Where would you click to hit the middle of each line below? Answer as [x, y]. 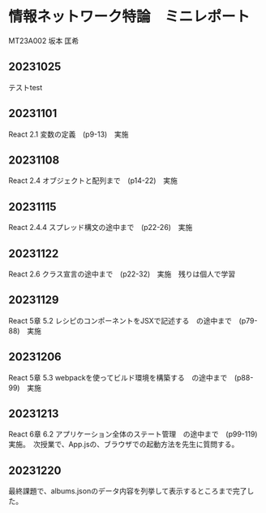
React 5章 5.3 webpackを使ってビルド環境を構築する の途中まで [118, 377]
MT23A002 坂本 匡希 [44, 41]
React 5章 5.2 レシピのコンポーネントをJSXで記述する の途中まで [120, 320]
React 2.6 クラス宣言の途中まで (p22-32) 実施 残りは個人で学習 [122, 274]
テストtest [26, 87]
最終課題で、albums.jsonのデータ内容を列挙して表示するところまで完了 [128, 491]
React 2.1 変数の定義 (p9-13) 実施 [69, 134]
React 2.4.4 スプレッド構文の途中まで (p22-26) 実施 [101, 228]
